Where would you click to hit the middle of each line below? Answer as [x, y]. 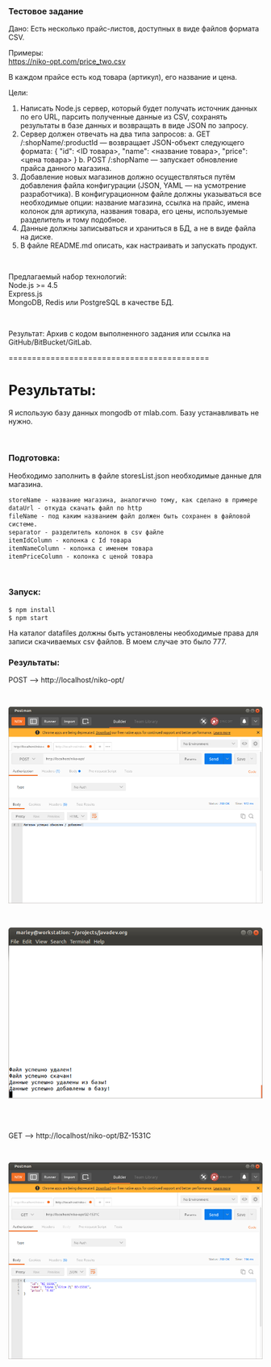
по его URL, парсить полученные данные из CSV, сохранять [123, 117]
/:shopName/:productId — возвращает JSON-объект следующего [132, 143]
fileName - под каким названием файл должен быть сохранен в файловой [129, 516]
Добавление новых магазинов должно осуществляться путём [127, 177]
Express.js [25, 294]
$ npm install [32, 610]
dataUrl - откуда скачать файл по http [75, 508]
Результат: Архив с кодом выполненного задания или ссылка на [120, 334]
